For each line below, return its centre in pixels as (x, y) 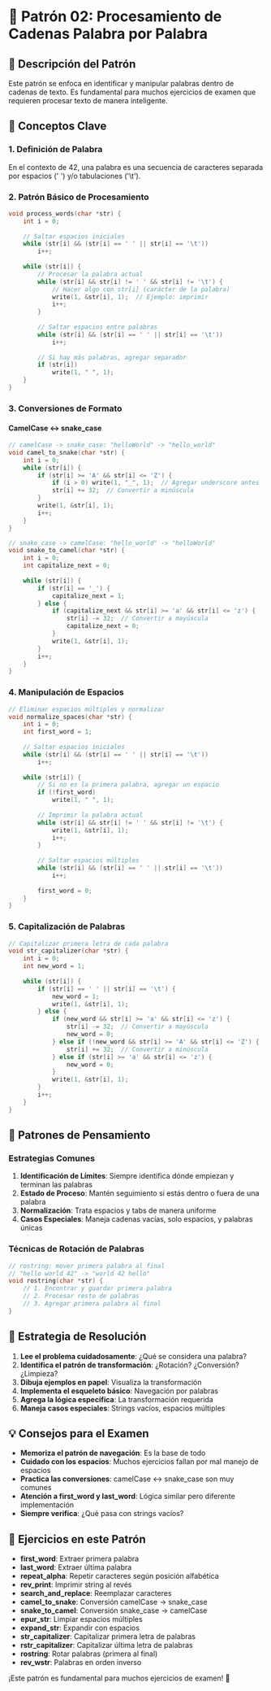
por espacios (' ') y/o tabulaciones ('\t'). (75, 176)
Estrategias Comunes (52, 1158)
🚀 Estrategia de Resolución (77, 1337)
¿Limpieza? (39, 1373)
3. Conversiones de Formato (65, 408)
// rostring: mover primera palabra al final (86, 1266)
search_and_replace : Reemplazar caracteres (96, 1593)
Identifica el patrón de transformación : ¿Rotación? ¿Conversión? (129, 1365)
